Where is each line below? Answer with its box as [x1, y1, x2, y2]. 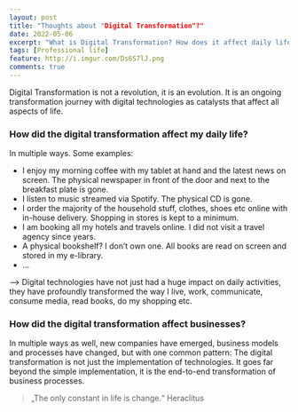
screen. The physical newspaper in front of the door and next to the [21, 175, 271, 186]
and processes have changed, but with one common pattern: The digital [9, 347, 273, 358]
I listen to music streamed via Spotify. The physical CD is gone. [21, 194, 253, 204]
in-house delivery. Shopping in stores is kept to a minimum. [21, 212, 239, 223]
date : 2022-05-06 [9, 29, 74, 38]
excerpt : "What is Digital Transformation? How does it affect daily [9, 37, 272, 47]
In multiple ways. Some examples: [9, 148, 134, 159]
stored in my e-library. [21, 250, 104, 261]
